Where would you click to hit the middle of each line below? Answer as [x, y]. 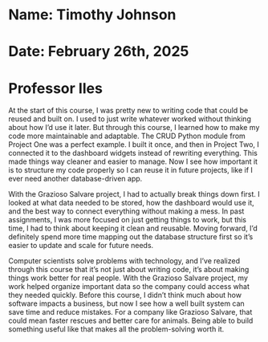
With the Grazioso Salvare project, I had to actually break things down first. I [134, 194]
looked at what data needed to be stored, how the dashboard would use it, [131, 203]
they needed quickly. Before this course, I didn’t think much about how [125, 295]
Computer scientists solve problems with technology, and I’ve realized [124, 261]
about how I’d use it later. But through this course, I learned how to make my [134, 128]
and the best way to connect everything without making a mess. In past [126, 211]
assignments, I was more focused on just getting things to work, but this [128, 220]
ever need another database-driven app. [75, 179]
